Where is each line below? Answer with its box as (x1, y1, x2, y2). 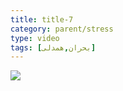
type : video (10, 33, 60, 43)
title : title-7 (10, 14, 74, 25)
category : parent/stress (10, 24, 114, 34)
